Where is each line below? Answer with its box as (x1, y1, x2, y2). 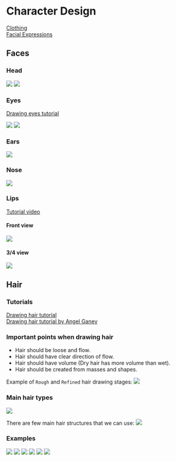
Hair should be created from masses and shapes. (14, 366, 137, 373)
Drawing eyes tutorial (6, 110, 59, 117)
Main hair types (6, 393, 53, 402)
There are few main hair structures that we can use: (6, 419, 134, 427)
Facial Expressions (6, 30, 53, 38)
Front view (6, 222, 34, 229)
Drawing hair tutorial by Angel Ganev (6, 318, 98, 325)
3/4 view (6, 249, 29, 256)
